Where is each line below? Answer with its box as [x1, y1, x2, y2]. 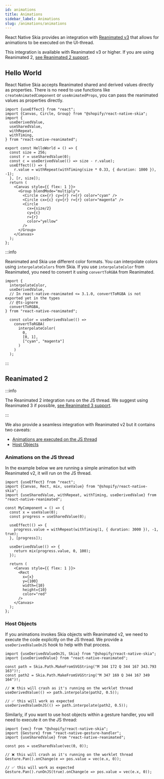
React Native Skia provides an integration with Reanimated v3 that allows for [5, 34, 159, 40]
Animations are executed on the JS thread [12, 436, 97, 442]
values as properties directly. [5, 97, 64, 103]
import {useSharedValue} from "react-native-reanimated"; [5, 735, 126, 740]
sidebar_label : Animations [5, 16, 60, 21]
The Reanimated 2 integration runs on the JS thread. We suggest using [5, 397, 148, 403]
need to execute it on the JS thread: [5, 717, 77, 723]
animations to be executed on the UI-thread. [5, 40, 94, 46]
